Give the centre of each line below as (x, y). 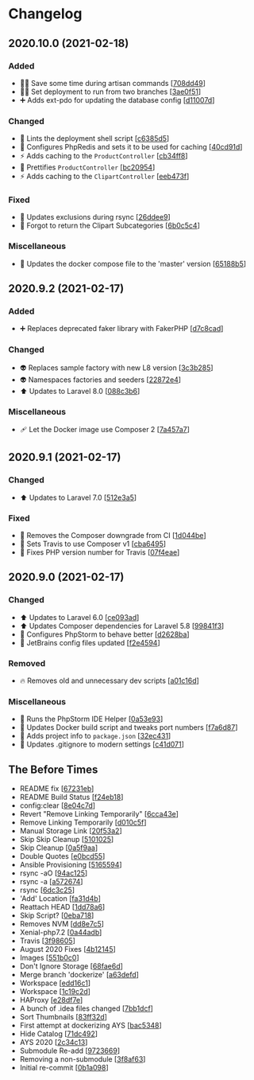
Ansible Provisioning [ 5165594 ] (71, 865)
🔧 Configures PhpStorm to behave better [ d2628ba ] (104, 634)
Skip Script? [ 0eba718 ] (57, 915)
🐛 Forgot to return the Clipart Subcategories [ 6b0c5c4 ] (110, 226)
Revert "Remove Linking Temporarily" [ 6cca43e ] (99, 814)
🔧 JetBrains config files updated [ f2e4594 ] (90, 642)
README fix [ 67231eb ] (57, 789)
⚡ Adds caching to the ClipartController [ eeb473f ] (104, 177)
